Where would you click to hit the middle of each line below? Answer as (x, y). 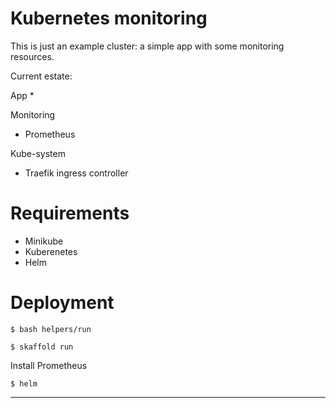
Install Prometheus (49, 365)
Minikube (44, 241)
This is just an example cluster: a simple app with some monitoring (147, 46)
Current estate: (41, 76)
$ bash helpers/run (51, 329)
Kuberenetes (51, 251)
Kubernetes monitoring (109, 18)
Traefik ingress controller (76, 173)
